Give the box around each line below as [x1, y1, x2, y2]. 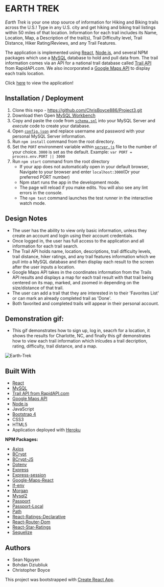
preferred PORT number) [19, 174, 70, 180]
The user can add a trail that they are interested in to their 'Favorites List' [12, 290, 159, 296]
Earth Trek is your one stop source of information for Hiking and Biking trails [5, 19, 159, 25]
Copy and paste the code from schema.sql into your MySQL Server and [12, 117, 156, 123]
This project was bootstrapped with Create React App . [5, 577, 115, 582]
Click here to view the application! [5, 80, 73, 86]
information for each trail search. [12, 243, 78, 249]
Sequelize [12, 530, 33, 535]
